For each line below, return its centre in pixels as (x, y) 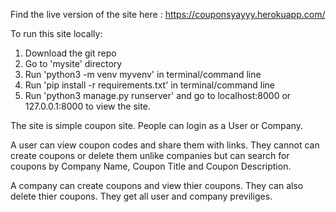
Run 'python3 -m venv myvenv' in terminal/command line (143, 74)
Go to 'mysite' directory (73, 63)
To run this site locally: (56, 33)
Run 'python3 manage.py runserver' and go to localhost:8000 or (158, 95)
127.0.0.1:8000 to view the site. (87, 106)
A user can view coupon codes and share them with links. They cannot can (165, 145)
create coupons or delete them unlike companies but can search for (150, 155)
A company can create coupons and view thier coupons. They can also (157, 185)
